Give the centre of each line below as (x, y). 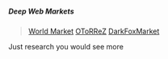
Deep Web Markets (41, 11)
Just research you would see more (66, 46)
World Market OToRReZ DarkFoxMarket (94, 31)
